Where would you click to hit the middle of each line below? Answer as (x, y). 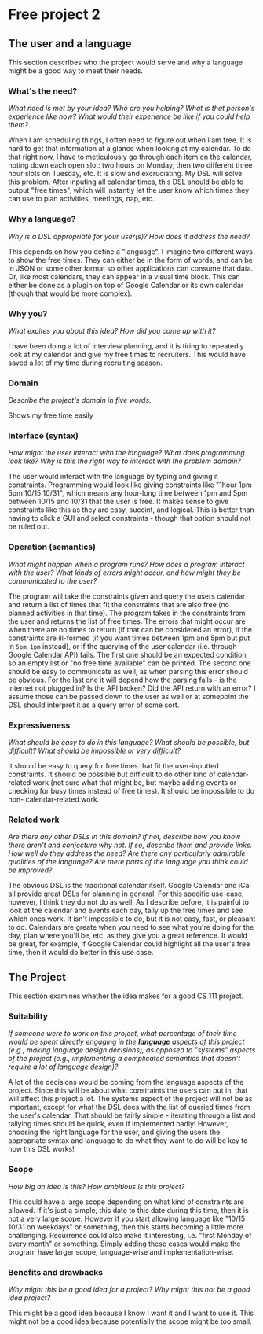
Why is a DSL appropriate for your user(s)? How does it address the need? (129, 236)
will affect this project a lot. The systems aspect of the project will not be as (130, 1099)
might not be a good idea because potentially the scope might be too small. (130, 1321)
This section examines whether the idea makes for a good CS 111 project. (126, 996)
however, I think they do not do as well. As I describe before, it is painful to (129, 902)
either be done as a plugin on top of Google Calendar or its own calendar (126, 285)
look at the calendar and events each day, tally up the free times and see (126, 911)
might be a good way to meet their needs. (76, 71)
